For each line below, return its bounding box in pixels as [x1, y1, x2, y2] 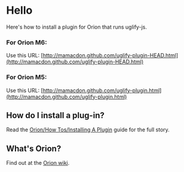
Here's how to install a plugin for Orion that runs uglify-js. [6, 23, 148, 30]
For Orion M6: [6, 38, 47, 47]
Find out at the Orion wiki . [6, 159, 70, 167]
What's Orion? [6, 143, 62, 153]
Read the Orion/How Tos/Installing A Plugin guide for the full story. [6, 126, 170, 133]
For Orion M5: [6, 73, 47, 81]
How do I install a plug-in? [6, 110, 105, 120]
